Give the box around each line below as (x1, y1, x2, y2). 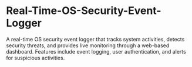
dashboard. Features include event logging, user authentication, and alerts (6, 48, 186, 55)
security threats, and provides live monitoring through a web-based (6, 42, 170, 49)
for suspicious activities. (6, 54, 65, 61)
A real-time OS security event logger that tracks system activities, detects (6, 36, 185, 43)
